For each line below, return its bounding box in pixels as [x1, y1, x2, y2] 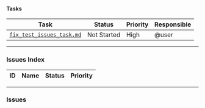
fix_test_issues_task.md [9, 31, 82, 38]
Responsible [154, 20, 192, 29]
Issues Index [6, 56, 45, 64]
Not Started [87, 31, 121, 39]
